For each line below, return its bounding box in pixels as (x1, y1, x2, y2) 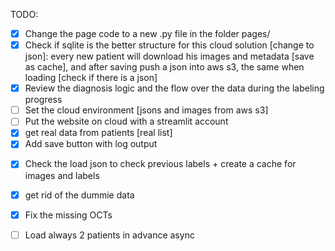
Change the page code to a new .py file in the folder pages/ (24, 28, 271, 39)
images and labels (24, 169, 100, 181)
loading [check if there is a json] (24, 72, 158, 84)
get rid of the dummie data (24, 189, 135, 201)
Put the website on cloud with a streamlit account (24, 115, 229, 128)
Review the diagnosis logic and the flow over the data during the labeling (24, 82, 325, 94)
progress (24, 94, 63, 106)
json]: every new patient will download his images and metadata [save (24, 50, 315, 63)
